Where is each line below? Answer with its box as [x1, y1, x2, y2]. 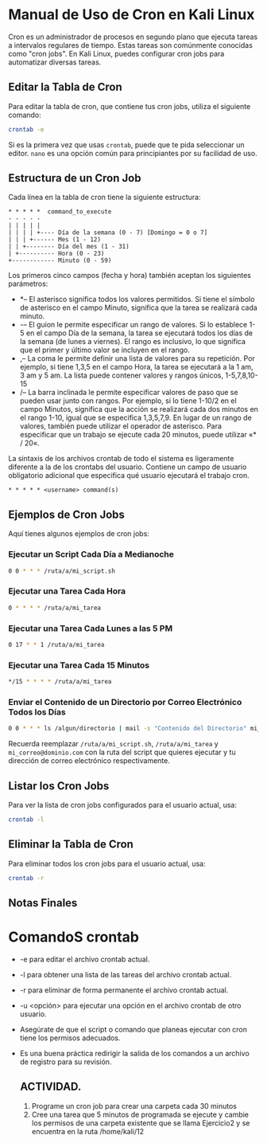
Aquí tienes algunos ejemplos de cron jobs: [8, 529, 149, 538]
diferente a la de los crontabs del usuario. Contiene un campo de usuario [8, 462, 247, 472]
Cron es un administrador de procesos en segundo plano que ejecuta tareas [8, 32, 258, 41]
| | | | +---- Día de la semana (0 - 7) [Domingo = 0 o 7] [8, 229, 208, 237]
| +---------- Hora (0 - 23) [8, 249, 105, 258]
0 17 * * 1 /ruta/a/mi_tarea [8, 640, 105, 648]
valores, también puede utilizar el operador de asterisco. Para [19, 421, 222, 431]
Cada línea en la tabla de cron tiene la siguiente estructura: [8, 193, 201, 202]
